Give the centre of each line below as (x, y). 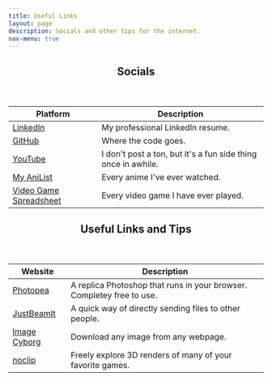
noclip (24, 360)
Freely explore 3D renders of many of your (151, 355)
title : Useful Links (43, 16)
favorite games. (100, 366)
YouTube (29, 159)
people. (85, 319)
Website (38, 272)
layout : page (30, 24)
